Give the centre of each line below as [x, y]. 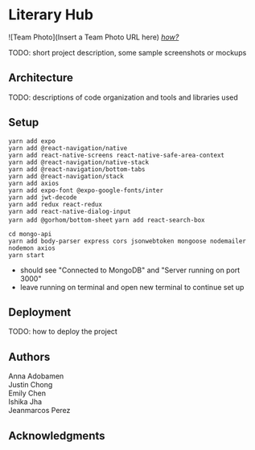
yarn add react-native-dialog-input [70, 211]
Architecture [41, 78]
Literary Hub [51, 15]
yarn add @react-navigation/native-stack [79, 162]
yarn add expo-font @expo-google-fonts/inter [86, 190]
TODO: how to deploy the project [63, 332]
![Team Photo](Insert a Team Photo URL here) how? [94, 37]
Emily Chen [27, 393]
